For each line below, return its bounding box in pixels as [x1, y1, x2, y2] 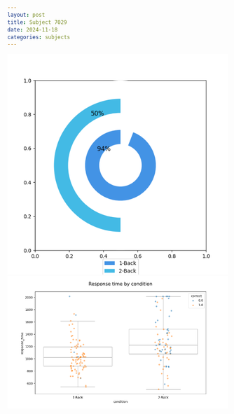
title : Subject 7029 [7, 18, 68, 26]
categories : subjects [7, 34, 71, 41]
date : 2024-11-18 [7, 26, 58, 33]
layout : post [7, 11, 46, 18]
